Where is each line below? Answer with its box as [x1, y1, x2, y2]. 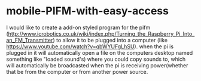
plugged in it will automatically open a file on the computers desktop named [6, 49, 193, 56]
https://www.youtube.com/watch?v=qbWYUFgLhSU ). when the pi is [6, 43, 174, 50]
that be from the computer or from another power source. [6, 68, 148, 75]
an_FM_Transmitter [6, 36, 53, 43]
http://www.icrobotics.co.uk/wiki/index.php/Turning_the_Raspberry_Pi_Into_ [8, 30, 195, 37]
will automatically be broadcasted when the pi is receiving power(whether [6, 61, 188, 69]
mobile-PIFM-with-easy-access [6, 4, 169, 18]
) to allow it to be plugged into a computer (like [53, 36, 168, 43]
